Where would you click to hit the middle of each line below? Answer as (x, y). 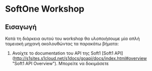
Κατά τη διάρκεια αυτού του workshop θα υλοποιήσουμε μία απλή (73, 38)
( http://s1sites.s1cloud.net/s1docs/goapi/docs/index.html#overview (79, 58)
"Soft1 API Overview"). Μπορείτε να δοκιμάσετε (60, 63)
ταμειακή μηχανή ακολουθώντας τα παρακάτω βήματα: (62, 44)
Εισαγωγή (21, 27)
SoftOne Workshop (45, 9)
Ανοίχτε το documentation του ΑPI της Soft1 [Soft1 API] (67, 53)
